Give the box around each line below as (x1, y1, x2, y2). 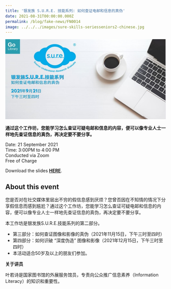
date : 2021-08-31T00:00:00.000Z (5, 13, 74, 19)
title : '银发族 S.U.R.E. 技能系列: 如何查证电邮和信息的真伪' (5, 8, 126, 13)
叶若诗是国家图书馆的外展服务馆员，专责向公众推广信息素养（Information (5, 272, 159, 278)
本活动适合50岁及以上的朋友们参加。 (12, 250, 90, 256)
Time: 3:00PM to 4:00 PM (5, 147, 60, 153)
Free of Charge (5, 158, 37, 164)
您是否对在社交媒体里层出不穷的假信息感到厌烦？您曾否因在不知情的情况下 (5, 197, 161, 203)
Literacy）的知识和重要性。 (5, 278, 63, 284)
